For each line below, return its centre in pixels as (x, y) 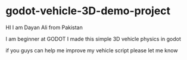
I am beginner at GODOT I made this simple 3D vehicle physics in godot (93, 39)
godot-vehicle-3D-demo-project (88, 11)
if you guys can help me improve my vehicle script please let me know (92, 50)
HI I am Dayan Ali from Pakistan (44, 27)
